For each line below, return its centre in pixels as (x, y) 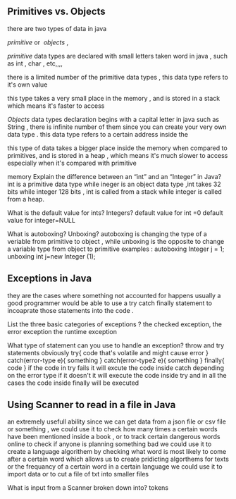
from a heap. (26, 199)
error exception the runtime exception (62, 331)
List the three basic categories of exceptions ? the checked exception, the (114, 324)
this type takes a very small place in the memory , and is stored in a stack (114, 98)
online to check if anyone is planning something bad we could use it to (110, 444)
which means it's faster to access (56, 106)
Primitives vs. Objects (56, 12)
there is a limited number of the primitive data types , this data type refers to (118, 77)
